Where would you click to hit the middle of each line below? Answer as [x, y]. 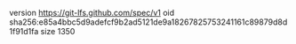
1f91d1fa [24, 31]
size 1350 [58, 31]
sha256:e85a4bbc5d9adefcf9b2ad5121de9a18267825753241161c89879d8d [148, 22]
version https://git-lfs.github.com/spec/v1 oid [92, 13]
